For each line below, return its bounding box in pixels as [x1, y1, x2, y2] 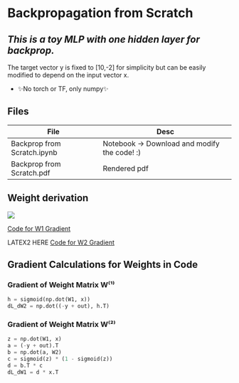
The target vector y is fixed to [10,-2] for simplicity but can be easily [7, 63, 206, 72]
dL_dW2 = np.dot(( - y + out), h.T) [7, 303, 110, 310]
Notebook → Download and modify [102, 139, 220, 149]
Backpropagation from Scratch [7, 5, 193, 21]
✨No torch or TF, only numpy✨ [17, 85, 109, 93]
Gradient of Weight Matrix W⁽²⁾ [7, 319, 116, 329]
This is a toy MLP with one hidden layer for [7, 33, 201, 45]
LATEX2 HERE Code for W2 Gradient [7, 238, 115, 247]
